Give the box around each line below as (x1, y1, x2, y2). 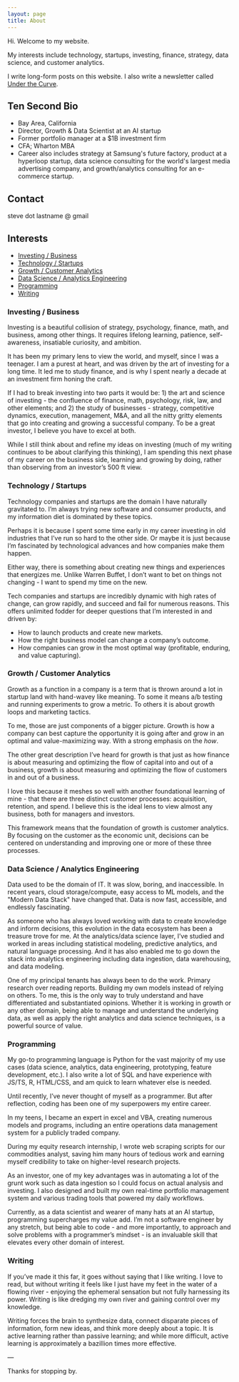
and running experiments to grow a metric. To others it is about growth (7, 700, 215, 708)
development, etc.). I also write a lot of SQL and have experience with (7, 1070, 212, 1079)
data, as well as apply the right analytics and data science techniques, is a (7, 1014, 225, 1023)
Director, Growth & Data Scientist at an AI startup (17, 126, 162, 135)
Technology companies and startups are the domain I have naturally (7, 497, 208, 506)
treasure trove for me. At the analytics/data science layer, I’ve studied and (7, 932, 225, 941)
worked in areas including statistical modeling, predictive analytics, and (7, 939, 218, 948)
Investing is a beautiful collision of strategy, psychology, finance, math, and (7, 323, 229, 332)
